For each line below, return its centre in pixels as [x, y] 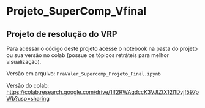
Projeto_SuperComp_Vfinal [76, 11]
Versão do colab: [28, 85]
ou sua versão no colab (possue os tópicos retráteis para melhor [88, 55]
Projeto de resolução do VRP [62, 34]
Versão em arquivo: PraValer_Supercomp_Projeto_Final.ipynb [84, 74]
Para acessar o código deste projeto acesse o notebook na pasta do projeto [102, 48]
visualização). [24, 62]
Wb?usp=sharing [28, 98]
